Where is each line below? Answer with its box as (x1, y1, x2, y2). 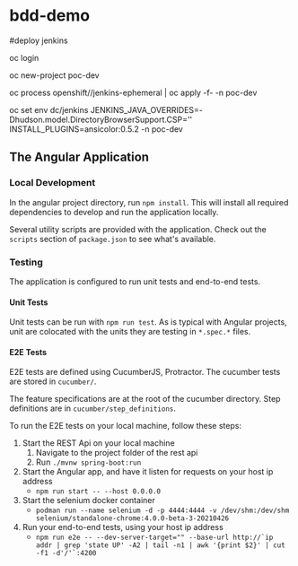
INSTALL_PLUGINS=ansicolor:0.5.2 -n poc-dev (9, 123, 184, 135)
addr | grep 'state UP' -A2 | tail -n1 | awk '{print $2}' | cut (35, 541, 285, 550)
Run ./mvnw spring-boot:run (35, 457, 142, 467)
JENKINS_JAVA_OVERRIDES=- (90, 104, 204, 115)
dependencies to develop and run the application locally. (9, 206, 219, 217)
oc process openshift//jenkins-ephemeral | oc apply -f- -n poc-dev (9, 87, 258, 98)
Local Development (9, 177, 96, 189)
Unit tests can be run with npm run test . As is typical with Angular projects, (9, 317, 287, 327)
